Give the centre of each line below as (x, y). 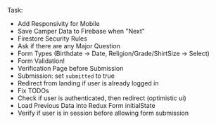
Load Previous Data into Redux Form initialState (87, 105)
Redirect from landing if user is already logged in (88, 83)
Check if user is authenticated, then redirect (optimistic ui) (102, 98)
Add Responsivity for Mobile (58, 23)
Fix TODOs (33, 91)
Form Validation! (41, 61)
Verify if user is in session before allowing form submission (103, 113)
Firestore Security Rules (52, 39)
